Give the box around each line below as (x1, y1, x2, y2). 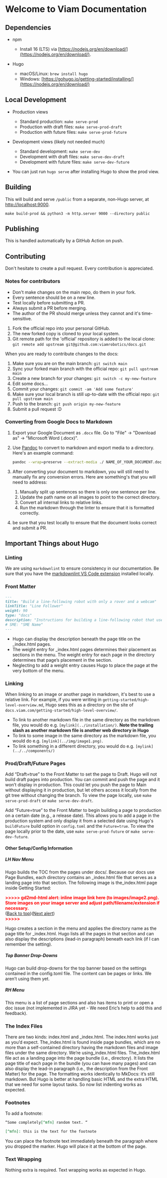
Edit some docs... (12, 381, 48, 387)
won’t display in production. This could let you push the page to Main (5, 782, 147, 788)
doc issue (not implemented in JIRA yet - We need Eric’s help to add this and (5, 1005, 162, 1011)
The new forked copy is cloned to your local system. (12, 330, 120, 336)
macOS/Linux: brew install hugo (19, 71, 88, 77)
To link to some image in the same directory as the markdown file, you (12, 733, 157, 738)
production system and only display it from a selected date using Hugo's (5, 818, 154, 824)
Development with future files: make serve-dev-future (19, 159, 130, 165)
